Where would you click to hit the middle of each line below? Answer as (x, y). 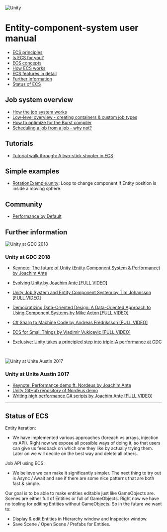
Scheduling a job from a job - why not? (52, 128)
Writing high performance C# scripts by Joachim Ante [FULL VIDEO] (83, 396)
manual (21, 39)
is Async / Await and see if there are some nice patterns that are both (83, 478)
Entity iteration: (21, 428)
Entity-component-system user (72, 28)
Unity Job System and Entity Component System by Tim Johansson (82, 293)
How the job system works (40, 112)
